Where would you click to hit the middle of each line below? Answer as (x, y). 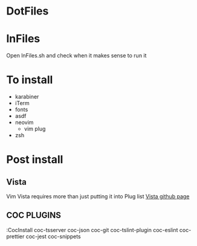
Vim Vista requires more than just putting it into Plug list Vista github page (98, 196)
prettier (15, 236)
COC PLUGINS (34, 215)
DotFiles (27, 11)
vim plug (35, 129)
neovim (24, 123)
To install (30, 80)
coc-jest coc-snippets (53, 236)
